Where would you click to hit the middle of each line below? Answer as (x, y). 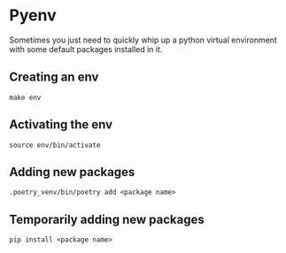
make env (25, 97)
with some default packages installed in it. (86, 49)
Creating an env (54, 77)
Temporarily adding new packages (107, 219)
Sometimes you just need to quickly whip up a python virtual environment (143, 40)
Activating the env (61, 125)
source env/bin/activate (55, 145)
